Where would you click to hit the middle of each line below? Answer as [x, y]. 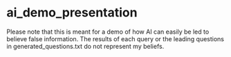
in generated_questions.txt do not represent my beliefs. [85, 46]
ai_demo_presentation [72, 13]
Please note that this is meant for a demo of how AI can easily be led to [108, 32]
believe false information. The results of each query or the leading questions [115, 38]
